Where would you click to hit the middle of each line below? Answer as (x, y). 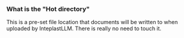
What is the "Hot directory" (48, 9)
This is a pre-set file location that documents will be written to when (92, 22)
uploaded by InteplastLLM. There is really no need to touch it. (84, 28)
